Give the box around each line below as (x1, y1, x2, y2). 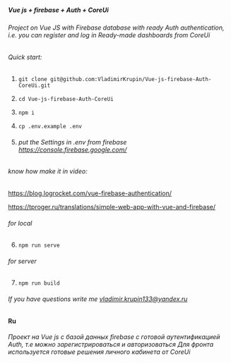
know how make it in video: (8, 167, 88, 176)
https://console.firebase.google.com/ (18, 145, 127, 154)
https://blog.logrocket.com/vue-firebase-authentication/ (8, 189, 172, 197)
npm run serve (18, 242, 60, 250)
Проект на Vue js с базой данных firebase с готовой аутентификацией (8, 333, 220, 341)
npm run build (18, 280, 60, 287)
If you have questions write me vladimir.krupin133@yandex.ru (8, 295, 188, 303)
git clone (18, 76, 48, 83)
